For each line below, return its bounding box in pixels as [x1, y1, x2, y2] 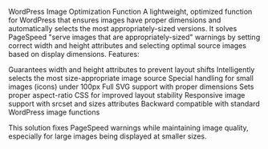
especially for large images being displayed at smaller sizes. [8, 131, 207, 141]
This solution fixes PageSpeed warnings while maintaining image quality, [8, 123, 249, 132]
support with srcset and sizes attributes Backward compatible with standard [8, 99, 261, 108]
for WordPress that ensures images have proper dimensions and [8, 15, 221, 25]
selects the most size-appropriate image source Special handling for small [8, 74, 254, 83]
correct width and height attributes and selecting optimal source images [8, 41, 247, 50]
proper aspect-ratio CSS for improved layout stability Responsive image [8, 91, 246, 99]
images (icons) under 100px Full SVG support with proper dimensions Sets [8, 82, 254, 91]
